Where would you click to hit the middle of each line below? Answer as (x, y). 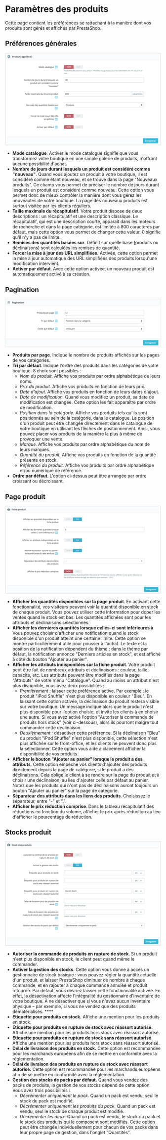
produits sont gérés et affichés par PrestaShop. (53, 28)
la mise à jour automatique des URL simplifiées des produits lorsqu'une (84, 259)
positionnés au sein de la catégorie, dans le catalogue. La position (87, 418)
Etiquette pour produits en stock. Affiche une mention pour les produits (86, 1017)
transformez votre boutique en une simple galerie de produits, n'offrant (84, 159)
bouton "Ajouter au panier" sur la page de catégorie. (65, 790)
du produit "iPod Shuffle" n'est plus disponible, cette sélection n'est (89, 738)
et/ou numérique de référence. (51, 471)
